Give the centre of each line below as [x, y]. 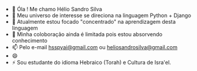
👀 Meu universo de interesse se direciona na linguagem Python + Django [101, 15]
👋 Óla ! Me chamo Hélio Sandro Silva [57, 9]
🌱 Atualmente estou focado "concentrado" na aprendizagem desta [94, 22]
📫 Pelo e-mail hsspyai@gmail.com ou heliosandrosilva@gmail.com [95, 47]
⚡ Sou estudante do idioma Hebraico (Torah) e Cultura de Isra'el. [91, 62]
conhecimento [30, 41]
